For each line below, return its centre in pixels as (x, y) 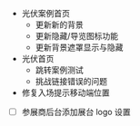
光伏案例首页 (45, 13)
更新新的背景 (59, 24)
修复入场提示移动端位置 (65, 92)
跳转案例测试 (59, 70)
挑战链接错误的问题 (71, 81)
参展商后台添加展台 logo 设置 (76, 112)
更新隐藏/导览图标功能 (77, 36)
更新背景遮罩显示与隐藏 (79, 47)
